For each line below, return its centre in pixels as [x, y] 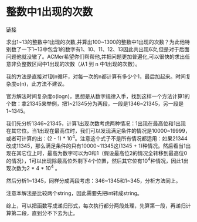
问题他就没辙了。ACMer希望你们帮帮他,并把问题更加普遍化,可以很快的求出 [96, 56]
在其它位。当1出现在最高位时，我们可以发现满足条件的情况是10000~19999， [98, 130]
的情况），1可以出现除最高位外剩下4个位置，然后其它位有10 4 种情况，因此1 [95, 160]
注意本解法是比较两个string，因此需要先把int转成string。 [74, 193]
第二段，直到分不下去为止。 [44, 213]
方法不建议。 [52, 83]
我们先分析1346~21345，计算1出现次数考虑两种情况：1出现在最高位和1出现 [96, 123]
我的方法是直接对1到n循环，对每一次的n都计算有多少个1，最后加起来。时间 [96, 76]
